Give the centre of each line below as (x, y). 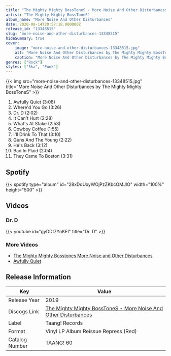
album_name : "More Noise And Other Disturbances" (59, 19)
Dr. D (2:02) (25, 113)
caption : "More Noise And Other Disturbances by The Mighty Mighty (88, 57)
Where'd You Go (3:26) (37, 107)
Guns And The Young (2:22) (42, 140)
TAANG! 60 (59, 343)
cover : (13, 43)
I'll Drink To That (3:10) (37, 134)
